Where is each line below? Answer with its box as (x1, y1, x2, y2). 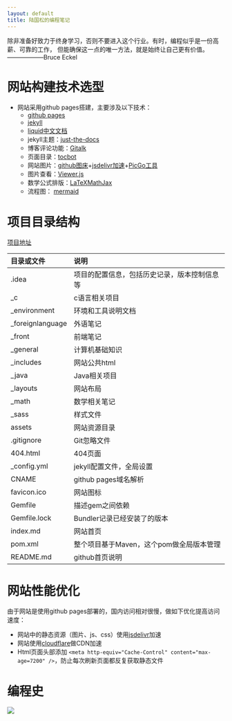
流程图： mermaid (27, 188, 79, 196)
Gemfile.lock (10, 513, 52, 523)
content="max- (170, 649, 211, 656)
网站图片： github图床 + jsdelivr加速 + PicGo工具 (27, 161, 158, 170)
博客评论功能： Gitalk (27, 144, 87, 152)
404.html (10, 448, 41, 458)
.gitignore (10, 435, 42, 445)
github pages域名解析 (73, 475, 144, 484)
